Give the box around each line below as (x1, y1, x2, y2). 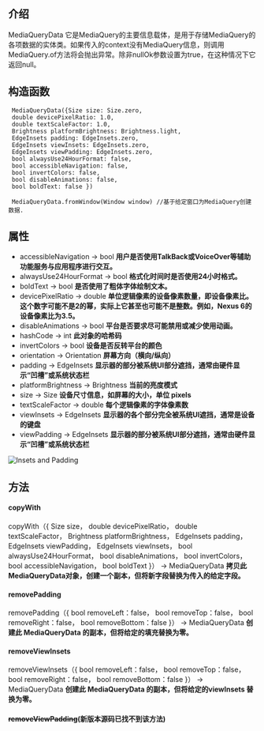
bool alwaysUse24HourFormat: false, (11, 155, 132, 163)
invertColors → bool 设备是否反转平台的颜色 (19, 341, 163, 350)
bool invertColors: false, (11, 168, 101, 176)
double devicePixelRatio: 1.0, (11, 113, 114, 121)
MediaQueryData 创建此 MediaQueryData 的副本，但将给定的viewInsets (8, 684, 246, 694)
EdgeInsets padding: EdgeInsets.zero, (11, 134, 139, 142)
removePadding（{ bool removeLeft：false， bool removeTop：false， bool (8, 608, 254, 618)
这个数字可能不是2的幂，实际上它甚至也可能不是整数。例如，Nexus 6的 (19, 301, 252, 311)
